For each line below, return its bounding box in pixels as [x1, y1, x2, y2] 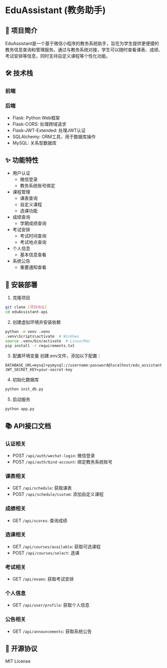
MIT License [5, 658, 31, 664]
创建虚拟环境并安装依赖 [12, 319, 61, 325]
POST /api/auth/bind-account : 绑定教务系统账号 [12, 459, 112, 465]
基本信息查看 [19, 252, 46, 258]
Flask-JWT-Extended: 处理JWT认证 [12, 127, 86, 133]
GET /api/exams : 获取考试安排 [12, 576, 74, 582]
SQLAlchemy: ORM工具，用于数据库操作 [12, 134, 96, 140]
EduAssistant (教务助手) [5, 5, 106, 16]
